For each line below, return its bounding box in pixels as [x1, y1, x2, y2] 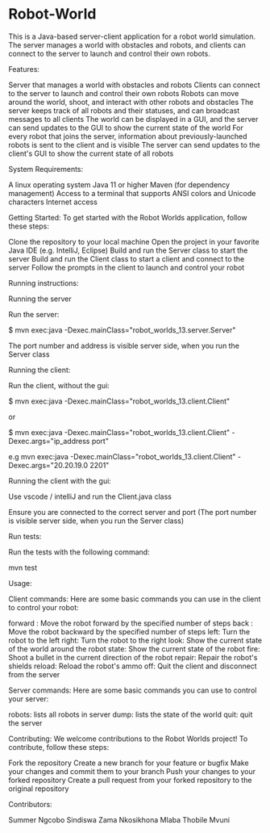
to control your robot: [8, 602, 79, 612]
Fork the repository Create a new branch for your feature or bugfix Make [8, 758, 249, 768]
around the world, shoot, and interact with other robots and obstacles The [8, 97, 254, 107]
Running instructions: [8, 278, 79, 287]
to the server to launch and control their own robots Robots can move [8, 88, 239, 98]
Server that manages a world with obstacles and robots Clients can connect [8, 80, 260, 90]
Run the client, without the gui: [8, 380, 110, 390]
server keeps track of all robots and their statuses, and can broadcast [8, 106, 240, 115]
